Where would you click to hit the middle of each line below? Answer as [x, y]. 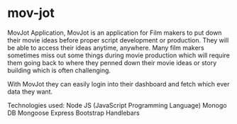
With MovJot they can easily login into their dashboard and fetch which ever [118, 84]
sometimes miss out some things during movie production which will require [119, 55]
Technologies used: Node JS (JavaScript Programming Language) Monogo [117, 105]
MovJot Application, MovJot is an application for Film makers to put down [115, 33]
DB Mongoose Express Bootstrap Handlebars [73, 113]
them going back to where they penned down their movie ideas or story [112, 62]
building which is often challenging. [59, 70]
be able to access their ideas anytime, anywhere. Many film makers [106, 47]
